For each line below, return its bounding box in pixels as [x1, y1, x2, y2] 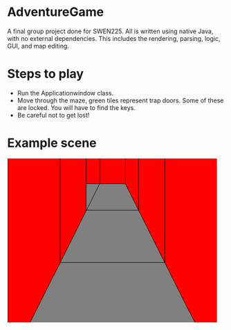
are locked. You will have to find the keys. [17, 103, 136, 111]
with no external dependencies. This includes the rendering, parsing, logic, [7, 34, 221, 42]
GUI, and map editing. [7, 42, 69, 50]
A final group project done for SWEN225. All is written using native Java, [7, 27, 214, 35]
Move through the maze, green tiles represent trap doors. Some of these [17, 96, 224, 104]
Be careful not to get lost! [17, 111, 90, 119]
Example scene [7, 136, 97, 151]
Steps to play [7, 66, 84, 82]
